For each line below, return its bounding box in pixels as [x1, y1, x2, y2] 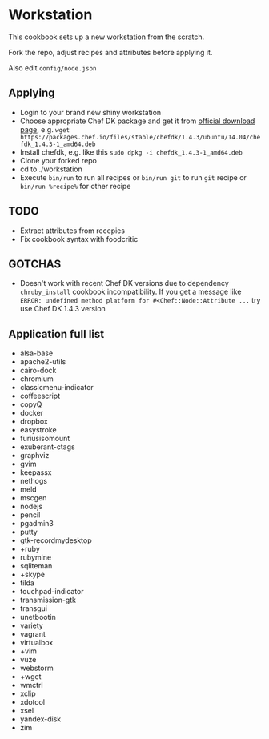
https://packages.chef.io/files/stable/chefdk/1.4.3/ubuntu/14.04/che [19, 133, 261, 141]
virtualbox [19, 638, 54, 648]
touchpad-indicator [19, 587, 84, 596]
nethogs [19, 476, 48, 486]
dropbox [19, 416, 48, 426]
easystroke [19, 425, 58, 435]
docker [19, 408, 44, 418]
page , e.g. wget [19, 124, 70, 134]
